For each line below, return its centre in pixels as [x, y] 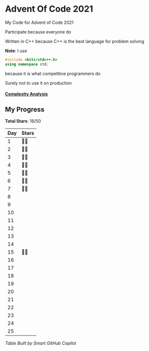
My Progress [25, 109]
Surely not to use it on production [38, 83]
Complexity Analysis [26, 94]
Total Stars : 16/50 [23, 121]
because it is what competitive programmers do [53, 74]
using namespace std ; [27, 64]
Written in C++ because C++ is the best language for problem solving [75, 41]
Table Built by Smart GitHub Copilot [41, 343]
